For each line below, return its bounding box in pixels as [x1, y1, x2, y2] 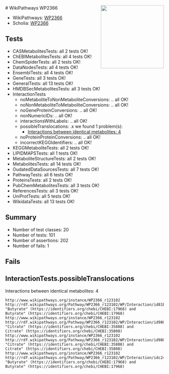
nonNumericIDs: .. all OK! [20, 112, 72, 118]
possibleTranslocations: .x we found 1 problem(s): [20, 123, 123, 129]
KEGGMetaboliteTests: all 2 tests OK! [12, 145, 89, 151]
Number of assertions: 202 [12, 237, 69, 243]
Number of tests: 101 [12, 232, 55, 238]
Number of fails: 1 [12, 243, 49, 249]
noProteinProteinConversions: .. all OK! [20, 134, 101, 140]
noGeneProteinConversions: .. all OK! [20, 107, 97, 113]
